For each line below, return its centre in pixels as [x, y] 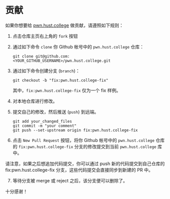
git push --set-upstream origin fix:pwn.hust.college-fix [75, 130]
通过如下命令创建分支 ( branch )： [46, 71]
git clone [23, 56]
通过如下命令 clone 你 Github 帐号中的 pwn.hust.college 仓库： [78, 46]
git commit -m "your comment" [45, 126]
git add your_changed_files [42, 121]
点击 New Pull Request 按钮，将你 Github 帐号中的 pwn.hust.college [83, 140]
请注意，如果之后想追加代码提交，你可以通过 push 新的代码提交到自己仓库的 [85, 163]
